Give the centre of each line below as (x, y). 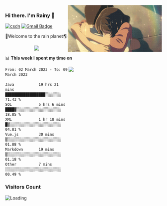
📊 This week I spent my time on (39, 58)
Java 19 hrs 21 (32, 85)
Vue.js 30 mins (30, 135)
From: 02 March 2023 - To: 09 (37, 70)
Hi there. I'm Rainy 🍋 (30, 15)
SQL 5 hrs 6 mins (35, 105)
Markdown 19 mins (30, 150)
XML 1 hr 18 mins (35, 120)
